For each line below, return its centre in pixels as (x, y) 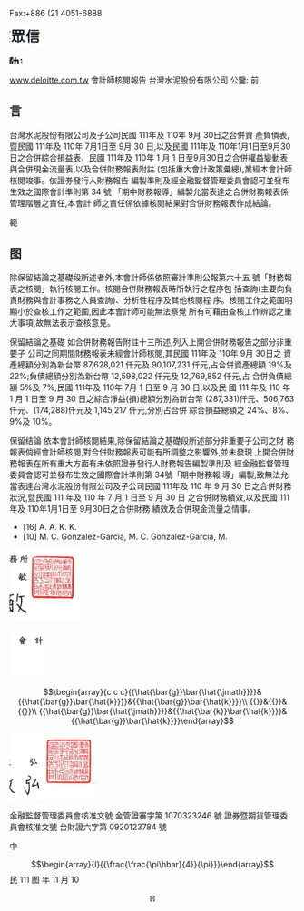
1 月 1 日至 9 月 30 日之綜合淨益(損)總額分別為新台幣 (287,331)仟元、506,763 (152, 398)
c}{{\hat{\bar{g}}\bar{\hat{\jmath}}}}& (191, 691)
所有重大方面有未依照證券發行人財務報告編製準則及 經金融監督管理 (165, 463)
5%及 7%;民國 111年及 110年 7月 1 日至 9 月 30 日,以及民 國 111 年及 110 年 (155, 387)
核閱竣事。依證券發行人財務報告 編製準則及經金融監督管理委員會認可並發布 (150, 180)
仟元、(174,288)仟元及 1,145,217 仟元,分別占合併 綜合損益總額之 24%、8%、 (152, 410)
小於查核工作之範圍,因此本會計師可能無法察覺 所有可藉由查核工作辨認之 (150, 311)
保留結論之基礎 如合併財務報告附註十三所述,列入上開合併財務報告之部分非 (147, 342)
